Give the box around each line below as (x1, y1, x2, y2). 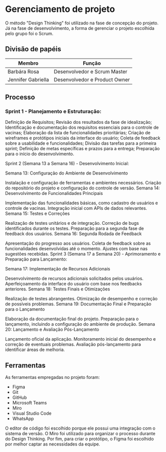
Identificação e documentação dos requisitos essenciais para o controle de (5, 124, 159, 130)
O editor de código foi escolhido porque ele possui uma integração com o (5, 425, 156, 431)
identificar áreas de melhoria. (5, 347, 65, 353)
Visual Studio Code (12, 410, 52, 416)
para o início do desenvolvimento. (5, 151, 74, 157)
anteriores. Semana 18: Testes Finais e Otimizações (5, 286, 111, 292)
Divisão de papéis (5, 45, 61, 53)
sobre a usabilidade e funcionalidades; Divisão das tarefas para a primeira (5, 140, 157, 146)
